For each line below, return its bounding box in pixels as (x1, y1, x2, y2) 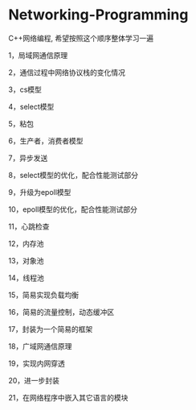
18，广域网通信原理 (8, 341, 72, 351)
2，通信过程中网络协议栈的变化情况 (8, 67, 126, 77)
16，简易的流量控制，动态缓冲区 (8, 307, 115, 317)
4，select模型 (8, 101, 55, 111)
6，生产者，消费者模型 (8, 135, 84, 146)
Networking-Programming (8, 6, 189, 24)
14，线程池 (8, 272, 44, 283)
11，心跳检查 (8, 222, 50, 231)
